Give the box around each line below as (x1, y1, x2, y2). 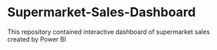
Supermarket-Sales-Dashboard (7, 4, 196, 20)
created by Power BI (7, 35, 66, 43)
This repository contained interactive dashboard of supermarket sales (7, 27, 210, 36)
